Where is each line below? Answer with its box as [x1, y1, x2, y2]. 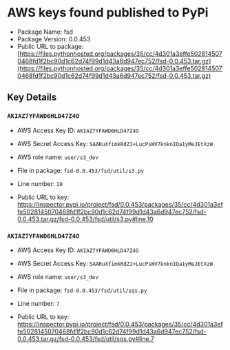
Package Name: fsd [17, 28, 74, 36]
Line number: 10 [17, 179, 63, 187]
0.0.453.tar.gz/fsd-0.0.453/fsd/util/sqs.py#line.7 [17, 334, 155, 342]
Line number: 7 [17, 299, 60, 307]
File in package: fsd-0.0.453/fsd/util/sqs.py [17, 286, 147, 294]
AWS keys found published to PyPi [7, 5, 209, 21]
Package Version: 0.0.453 [17, 34, 91, 43]
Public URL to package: [17, 42, 84, 50]
